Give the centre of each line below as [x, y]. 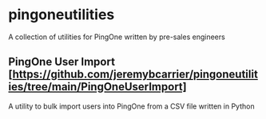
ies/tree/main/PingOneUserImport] [97, 87]
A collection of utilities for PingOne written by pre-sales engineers [117, 37]
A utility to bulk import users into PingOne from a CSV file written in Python [131, 106]
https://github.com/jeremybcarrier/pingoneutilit [135, 75]
